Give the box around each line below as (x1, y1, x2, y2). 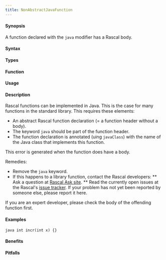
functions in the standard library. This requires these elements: (5, 108, 135, 114)
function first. (5, 205, 34, 211)
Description (5, 92, 31, 98)
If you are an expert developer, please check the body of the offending (5, 200, 151, 206)
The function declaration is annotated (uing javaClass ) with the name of (12, 134, 161, 140)
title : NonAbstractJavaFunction (5, 7, 73, 13)
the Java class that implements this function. (12, 139, 105, 145)
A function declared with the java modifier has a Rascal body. (5, 34, 133, 40)
